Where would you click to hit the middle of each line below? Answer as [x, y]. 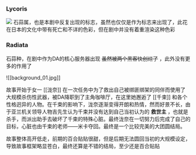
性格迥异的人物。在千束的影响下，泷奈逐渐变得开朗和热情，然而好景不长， [96, 104]
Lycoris [17, 9]
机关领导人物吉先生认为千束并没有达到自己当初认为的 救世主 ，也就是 [105, 111]
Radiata [17, 45]
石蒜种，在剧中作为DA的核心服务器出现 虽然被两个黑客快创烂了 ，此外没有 [96, 58]
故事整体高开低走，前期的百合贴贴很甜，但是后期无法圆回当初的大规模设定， [98, 139]
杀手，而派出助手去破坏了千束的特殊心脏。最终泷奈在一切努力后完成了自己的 [98, 119]
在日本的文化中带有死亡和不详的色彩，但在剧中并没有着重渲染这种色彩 [91, 30]
